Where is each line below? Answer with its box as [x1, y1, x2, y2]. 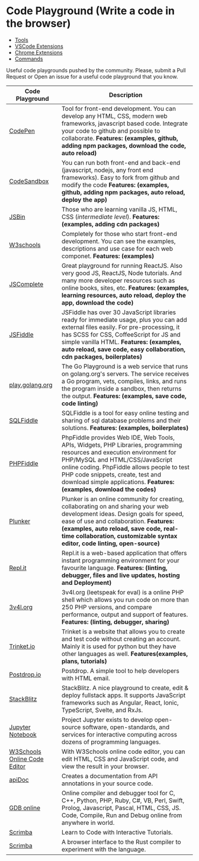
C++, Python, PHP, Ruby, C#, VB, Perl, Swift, [61, 796, 185, 804]
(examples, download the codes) [61, 485, 156, 493]
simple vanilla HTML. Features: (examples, [61, 338, 182, 346]
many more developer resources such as [61, 276, 175, 284]
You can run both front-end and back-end [61, 158, 181, 167]
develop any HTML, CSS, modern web [61, 111, 168, 120]
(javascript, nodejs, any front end [61, 166, 154, 174]
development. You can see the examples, [61, 237, 176, 245]
